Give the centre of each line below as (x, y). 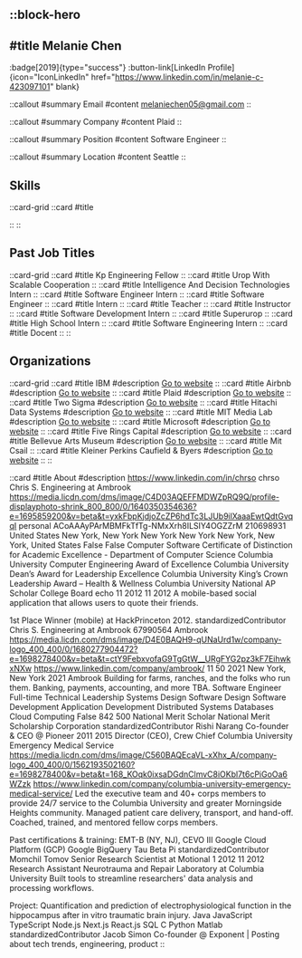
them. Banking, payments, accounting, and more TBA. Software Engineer (146, 687)
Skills (25, 185)
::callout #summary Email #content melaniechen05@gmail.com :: (130, 104)
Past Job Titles (52, 253)
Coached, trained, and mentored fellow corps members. (114, 822)
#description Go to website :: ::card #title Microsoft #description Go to (140, 421)
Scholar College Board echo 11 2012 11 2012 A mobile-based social (133, 593)
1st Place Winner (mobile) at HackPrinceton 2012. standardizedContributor (148, 620)
